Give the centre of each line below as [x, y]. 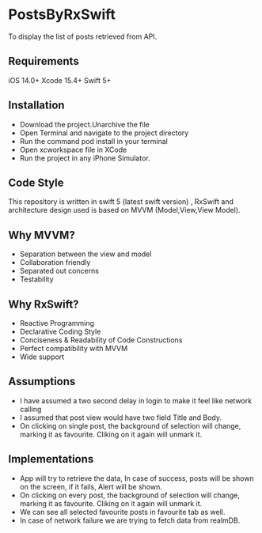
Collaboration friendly [55, 263]
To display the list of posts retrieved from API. [83, 36]
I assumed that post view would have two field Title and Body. [121, 418]
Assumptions [42, 382]
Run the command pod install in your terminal [93, 141]
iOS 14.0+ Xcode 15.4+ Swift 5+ [60, 80]
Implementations [51, 459]
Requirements [44, 61]
